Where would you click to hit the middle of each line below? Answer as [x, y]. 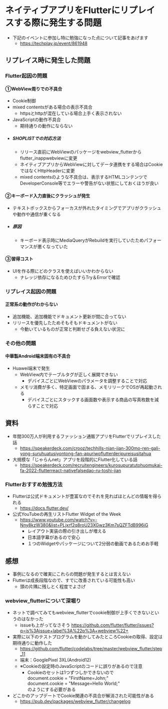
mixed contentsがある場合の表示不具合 [52, 107]
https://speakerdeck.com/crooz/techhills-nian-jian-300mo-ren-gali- [90, 448]
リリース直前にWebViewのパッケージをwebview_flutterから [81, 152]
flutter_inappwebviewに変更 [48, 158]
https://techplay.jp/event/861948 [53, 43]
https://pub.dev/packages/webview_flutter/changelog [75, 701]
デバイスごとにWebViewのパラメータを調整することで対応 [87, 381]
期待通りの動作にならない [46, 126]
